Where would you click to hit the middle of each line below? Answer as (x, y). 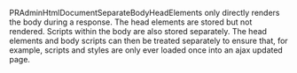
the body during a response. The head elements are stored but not (131, 22)
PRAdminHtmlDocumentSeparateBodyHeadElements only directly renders (145, 13)
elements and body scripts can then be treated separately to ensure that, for (148, 40)
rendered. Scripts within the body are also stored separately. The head (138, 31)
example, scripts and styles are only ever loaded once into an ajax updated (146, 50)
